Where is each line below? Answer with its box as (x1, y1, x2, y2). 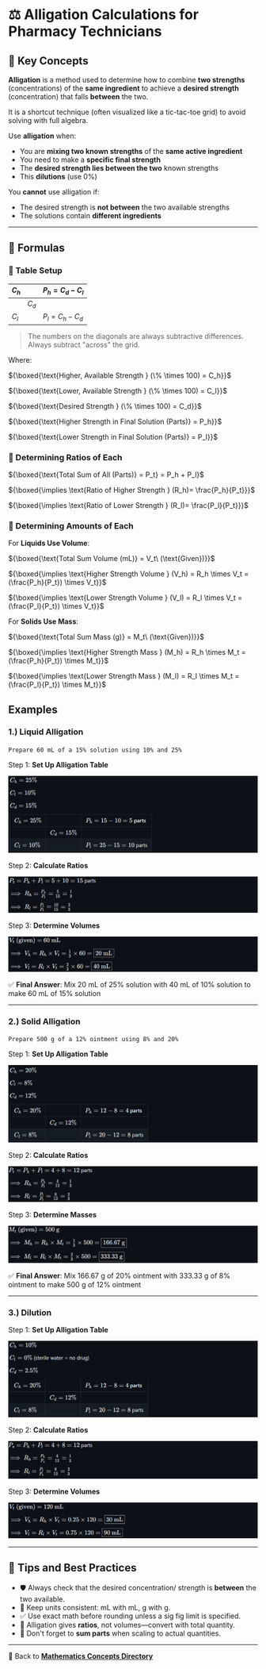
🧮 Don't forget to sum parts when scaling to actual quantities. (19, 1629, 222, 1638)
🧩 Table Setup (8, 265, 63, 276)
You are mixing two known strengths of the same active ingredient (19, 147, 243, 156)
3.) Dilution (8, 1307, 52, 1318)
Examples (8, 702, 58, 716)
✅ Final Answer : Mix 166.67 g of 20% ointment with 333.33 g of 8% (8, 1271, 231, 1281)
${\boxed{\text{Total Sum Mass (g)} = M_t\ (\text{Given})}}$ (8, 633, 204, 642)
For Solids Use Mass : (8, 617, 79, 626)
